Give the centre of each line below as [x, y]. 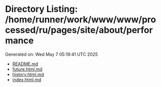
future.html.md [27, 69]
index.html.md [27, 80]
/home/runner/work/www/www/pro [80, 20]
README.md [25, 64]
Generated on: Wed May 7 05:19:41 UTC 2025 [52, 54]
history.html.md [28, 74]
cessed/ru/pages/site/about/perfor [79, 30]
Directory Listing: [41, 9]
